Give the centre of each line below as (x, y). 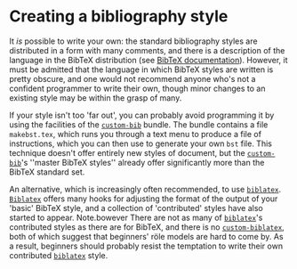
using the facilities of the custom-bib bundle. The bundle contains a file (139, 124)
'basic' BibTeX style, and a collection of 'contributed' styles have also (136, 208)
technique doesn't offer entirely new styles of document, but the (128, 152)
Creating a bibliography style (119, 16)
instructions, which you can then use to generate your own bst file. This (141, 143)
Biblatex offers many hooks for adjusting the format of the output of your (144, 199)
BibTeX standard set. (47, 172)
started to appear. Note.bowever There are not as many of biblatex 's (136, 217)
